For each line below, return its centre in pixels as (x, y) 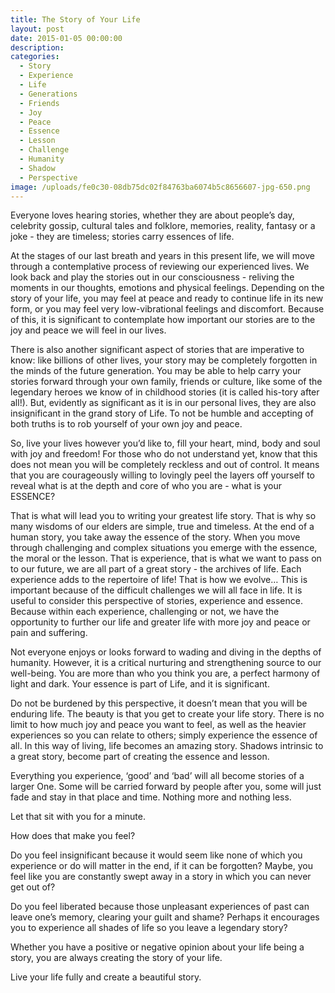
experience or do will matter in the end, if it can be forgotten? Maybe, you (161, 866)
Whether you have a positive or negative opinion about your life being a (157, 947)
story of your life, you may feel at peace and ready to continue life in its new (167, 298)
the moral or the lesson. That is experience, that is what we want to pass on (166, 558)
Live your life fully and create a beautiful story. (106, 977)
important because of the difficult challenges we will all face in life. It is (156, 590)
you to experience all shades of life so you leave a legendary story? (149, 928)
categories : (35, 57)
